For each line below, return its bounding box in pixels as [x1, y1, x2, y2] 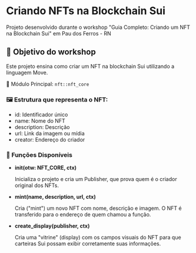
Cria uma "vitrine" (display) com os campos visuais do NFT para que [14, 234, 181, 241]
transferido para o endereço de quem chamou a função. [14, 211, 151, 218]
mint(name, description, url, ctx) [14, 193, 96, 201]
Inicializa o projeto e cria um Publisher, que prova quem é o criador [14, 176, 178, 183]
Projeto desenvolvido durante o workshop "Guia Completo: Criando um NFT [6, 24, 190, 31]
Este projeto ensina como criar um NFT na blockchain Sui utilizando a [6, 63, 175, 70]
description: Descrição [14, 124, 70, 131]
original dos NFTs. [14, 182, 59, 189]
